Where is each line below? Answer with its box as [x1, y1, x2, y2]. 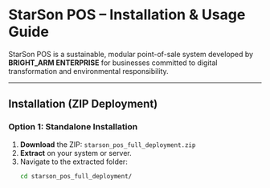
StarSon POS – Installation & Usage [8, 6, 246, 24]
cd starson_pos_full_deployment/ [19, 172, 133, 180]
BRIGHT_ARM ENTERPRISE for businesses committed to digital [8, 58, 218, 67]
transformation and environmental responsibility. [8, 66, 169, 76]
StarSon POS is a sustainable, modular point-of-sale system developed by [8, 49, 254, 59]
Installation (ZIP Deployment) [8, 97, 158, 111]
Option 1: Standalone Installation [8, 121, 138, 133]
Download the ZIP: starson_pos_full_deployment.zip [19, 139, 196, 149]
